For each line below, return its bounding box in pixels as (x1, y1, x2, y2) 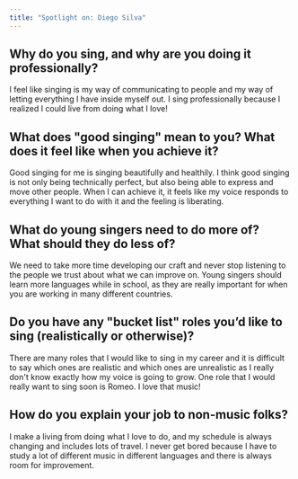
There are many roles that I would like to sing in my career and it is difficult (9, 352, 285, 363)
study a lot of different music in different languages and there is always (9, 450, 272, 461)
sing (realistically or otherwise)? (9, 329, 195, 344)
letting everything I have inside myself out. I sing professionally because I (9, 93, 281, 104)
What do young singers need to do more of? (9, 222, 260, 237)
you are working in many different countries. (9, 288, 173, 299)
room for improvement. (9, 459, 94, 470)
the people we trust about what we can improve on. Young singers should (9, 270, 283, 280)
